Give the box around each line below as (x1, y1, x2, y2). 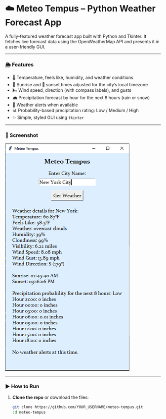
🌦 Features (5, 61, 34, 68)
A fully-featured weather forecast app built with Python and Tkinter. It (5, 33, 147, 39)
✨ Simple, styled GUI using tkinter (12, 115, 84, 120)
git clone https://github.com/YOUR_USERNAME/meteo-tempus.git (12, 404, 143, 410)
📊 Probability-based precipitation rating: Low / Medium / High (12, 108, 139, 114)
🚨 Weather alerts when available (12, 102, 78, 108)
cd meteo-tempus (12, 410, 46, 415)
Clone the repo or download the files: (12, 394, 89, 400)
